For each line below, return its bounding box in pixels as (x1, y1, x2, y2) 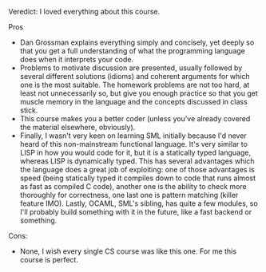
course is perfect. (19, 255, 78, 264)
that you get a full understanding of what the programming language (19, 46, 245, 55)
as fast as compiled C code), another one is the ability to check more (19, 182, 247, 191)
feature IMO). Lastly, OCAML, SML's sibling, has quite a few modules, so (19, 199, 258, 208)
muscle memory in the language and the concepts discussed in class (19, 97, 248, 106)
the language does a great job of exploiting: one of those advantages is (19, 165, 255, 174)
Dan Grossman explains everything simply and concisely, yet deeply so (19, 37, 255, 47)
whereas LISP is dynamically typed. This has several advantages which (19, 156, 255, 166)
